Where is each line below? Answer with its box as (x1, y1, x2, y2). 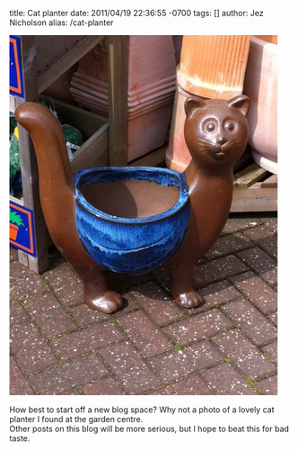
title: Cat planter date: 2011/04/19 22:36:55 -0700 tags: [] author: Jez (9, 8, 264, 18)
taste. (9, 433, 31, 444)
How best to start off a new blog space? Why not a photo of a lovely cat (9, 404, 275, 415)
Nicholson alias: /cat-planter (9, 17, 114, 28)
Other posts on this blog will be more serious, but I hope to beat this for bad (9, 423, 290, 434)
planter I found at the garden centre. (9, 414, 144, 424)
